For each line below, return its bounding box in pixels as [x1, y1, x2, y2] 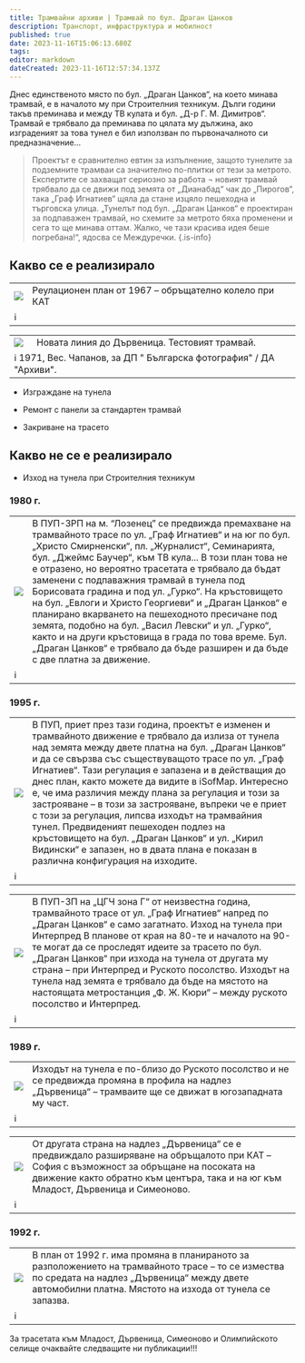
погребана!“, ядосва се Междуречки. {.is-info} [31, 231, 212, 242]
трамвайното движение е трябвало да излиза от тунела [32, 730, 280, 742]
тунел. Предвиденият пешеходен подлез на [32, 820, 226, 833]
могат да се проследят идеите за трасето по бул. [44, 941, 261, 954]
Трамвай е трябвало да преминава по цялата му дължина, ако [9, 117, 254, 128]
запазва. [32, 1294, 70, 1307]
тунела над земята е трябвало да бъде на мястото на [32, 975, 269, 987]
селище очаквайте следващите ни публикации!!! [9, 1342, 198, 1353]
